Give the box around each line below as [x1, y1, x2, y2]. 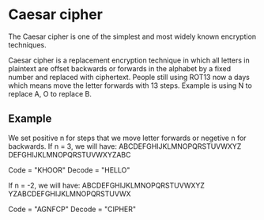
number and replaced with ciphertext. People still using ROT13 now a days [8, 72, 251, 82]
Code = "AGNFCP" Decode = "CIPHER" [8, 204, 137, 214]
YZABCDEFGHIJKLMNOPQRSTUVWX [8, 188, 131, 199]
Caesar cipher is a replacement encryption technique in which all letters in [8, 55, 251, 65]
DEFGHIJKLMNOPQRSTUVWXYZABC [8, 150, 131, 159]
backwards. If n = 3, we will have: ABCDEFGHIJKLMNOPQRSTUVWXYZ [8, 141, 242, 151]
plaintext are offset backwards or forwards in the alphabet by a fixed [8, 63, 232, 73]
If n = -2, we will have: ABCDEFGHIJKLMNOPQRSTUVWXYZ [8, 180, 206, 190]
